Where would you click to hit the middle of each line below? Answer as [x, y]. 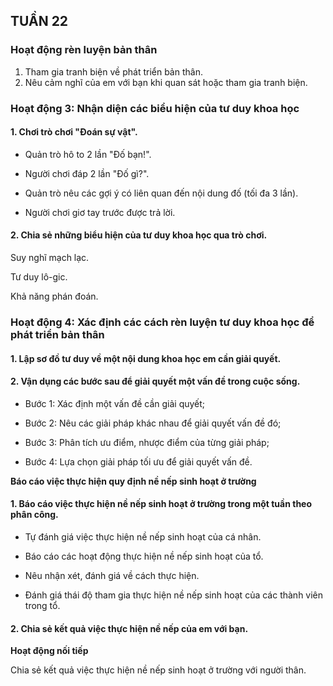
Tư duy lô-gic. [39, 277]
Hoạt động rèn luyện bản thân [84, 50]
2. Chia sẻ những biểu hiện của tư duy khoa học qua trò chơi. [139, 235]
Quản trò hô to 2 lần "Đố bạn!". [88, 154]
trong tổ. [42, 605]
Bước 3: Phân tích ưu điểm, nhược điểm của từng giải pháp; [147, 442]
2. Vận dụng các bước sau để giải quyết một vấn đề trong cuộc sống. [155, 381]
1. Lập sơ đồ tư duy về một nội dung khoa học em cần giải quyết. [146, 358]
